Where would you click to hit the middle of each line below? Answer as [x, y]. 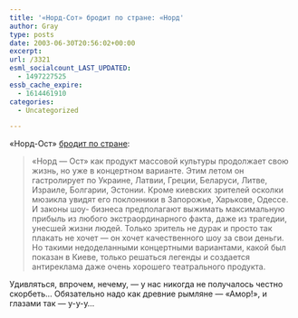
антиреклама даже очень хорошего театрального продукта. [149, 267]
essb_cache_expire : [46, 85]
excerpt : [26, 51]
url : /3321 [30, 60]
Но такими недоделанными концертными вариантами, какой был [159, 248]
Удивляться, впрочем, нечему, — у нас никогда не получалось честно [146, 285]
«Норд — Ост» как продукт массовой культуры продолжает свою [160, 161]
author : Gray [34, 26]
